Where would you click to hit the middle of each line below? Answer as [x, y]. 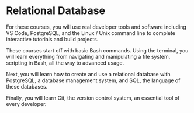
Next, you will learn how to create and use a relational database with [88, 74]
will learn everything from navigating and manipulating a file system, [88, 57]
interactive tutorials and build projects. [52, 39]
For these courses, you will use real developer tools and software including [96, 27]
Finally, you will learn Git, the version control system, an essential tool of [93, 98]
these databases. [27, 86]
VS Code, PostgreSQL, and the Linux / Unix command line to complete [91, 33]
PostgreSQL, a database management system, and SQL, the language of [93, 80]
